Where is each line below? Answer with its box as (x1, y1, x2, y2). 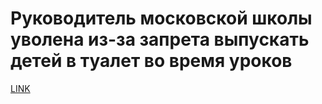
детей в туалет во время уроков (10, 50, 293, 72)
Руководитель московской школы (10, 7, 313, 30)
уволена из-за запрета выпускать (10, 28, 310, 51)
